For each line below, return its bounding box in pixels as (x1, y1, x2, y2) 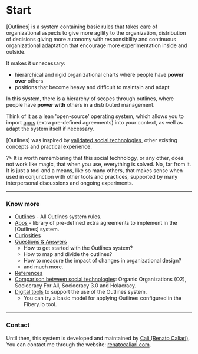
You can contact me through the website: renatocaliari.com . (6, 340, 151, 348)
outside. (6, 48, 26, 55)
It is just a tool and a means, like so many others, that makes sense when (6, 166, 183, 174)
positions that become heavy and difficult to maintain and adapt (14, 83, 170, 90)
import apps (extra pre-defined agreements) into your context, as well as (6, 119, 183, 126)
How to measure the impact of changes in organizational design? (23, 257, 181, 264)
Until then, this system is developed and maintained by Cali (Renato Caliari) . (6, 335, 190, 342)
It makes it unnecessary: (6, 60, 66, 67)
